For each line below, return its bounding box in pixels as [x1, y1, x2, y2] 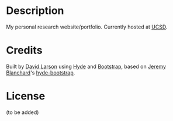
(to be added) [6, 109, 39, 116]
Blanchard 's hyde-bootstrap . [6, 69, 75, 76]
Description [6, 4, 64, 17]
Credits [6, 44, 43, 57]
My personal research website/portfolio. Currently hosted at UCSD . [6, 23, 168, 30]
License [6, 90, 46, 103]
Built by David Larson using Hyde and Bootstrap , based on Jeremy [6, 63, 167, 70]
